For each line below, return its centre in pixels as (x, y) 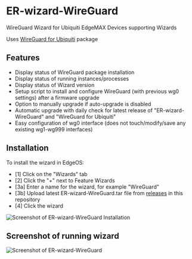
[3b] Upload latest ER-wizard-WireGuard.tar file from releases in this (99, 193)
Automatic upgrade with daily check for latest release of (84, 110)
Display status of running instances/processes (72, 78)
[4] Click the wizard (39, 206)
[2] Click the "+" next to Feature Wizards (65, 180)
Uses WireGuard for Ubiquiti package (52, 39)
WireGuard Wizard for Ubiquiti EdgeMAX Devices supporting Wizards (92, 27)
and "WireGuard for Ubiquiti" (80, 116)
